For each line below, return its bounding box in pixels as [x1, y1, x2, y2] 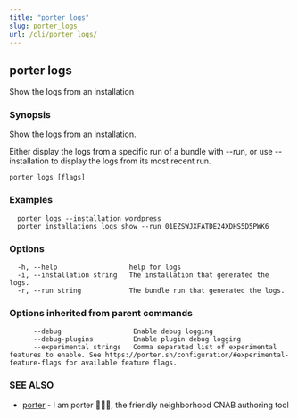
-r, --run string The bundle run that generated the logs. [17, 287, 286, 296]
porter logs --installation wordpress [17, 214, 162, 223]
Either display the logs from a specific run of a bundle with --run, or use [9, 147, 274, 157]
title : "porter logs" [9, 13, 90, 22]
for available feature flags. [65, 358, 178, 367]
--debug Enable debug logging [32, 327, 214, 336]
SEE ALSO [9, 379, 54, 391]
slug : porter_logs [9, 21, 78, 30]
